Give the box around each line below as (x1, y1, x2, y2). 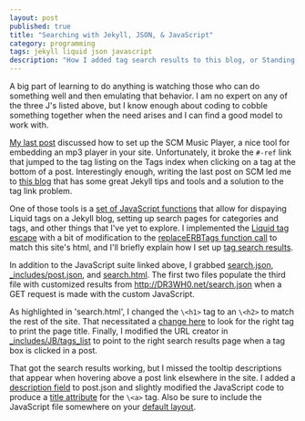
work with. (9, 119, 49, 130)
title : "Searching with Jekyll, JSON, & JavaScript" (9, 30, 214, 39)
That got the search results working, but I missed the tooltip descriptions (9, 363, 282, 374)
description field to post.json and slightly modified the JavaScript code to (9, 382, 285, 393)
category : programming (9, 38, 96, 48)
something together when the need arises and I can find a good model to (9, 110, 283, 120)
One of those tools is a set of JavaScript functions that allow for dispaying (9, 203, 287, 214)
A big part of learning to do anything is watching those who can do (9, 81, 260, 91)
